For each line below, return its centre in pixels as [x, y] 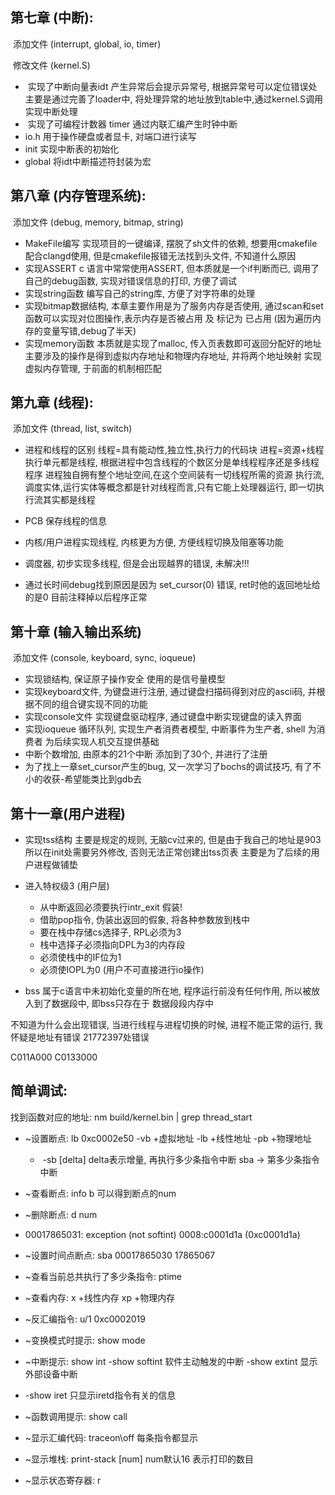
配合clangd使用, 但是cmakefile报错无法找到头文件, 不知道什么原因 [160, 255]
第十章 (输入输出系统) [76, 631]
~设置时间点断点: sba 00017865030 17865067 [120, 1255]
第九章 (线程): [52, 403]
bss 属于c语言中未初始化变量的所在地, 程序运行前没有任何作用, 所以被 [168, 991]
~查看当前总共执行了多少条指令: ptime [103, 1276]
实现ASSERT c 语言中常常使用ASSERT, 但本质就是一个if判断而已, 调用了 [172, 268]
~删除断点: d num [61, 1214]
